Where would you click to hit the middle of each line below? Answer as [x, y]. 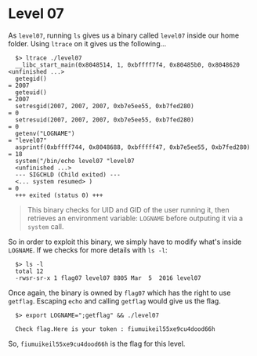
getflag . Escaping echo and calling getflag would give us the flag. [114, 301]
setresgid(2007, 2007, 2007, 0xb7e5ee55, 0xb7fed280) [105, 106]
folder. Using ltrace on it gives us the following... [87, 43]
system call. [45, 226]
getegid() [31, 78]
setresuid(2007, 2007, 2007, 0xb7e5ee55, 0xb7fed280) [105, 120]
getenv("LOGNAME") [45, 133]
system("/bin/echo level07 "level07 [75, 161]
